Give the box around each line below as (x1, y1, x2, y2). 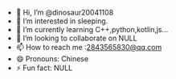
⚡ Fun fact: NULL (15, 63, 73, 73)
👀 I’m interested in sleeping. (15, 16, 108, 26)
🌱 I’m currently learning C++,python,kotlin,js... (15, 25, 169, 34)
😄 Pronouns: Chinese (15, 54, 89, 64)
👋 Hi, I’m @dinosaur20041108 (15, 8, 114, 17)
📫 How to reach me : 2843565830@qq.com (15, 43, 162, 52)
